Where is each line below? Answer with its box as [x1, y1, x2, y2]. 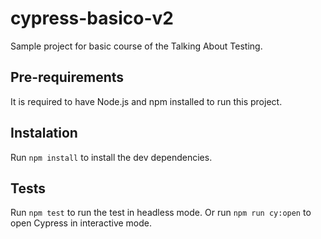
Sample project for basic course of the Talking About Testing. [10, 40, 263, 52]
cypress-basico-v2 [10, 7, 174, 30]
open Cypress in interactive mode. [10, 217, 153, 229]
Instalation [10, 125, 78, 142]
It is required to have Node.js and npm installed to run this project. [10, 95, 283, 107]
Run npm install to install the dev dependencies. [10, 151, 213, 163]
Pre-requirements [10, 69, 125, 86]
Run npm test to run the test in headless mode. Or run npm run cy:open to [10, 207, 312, 219]
